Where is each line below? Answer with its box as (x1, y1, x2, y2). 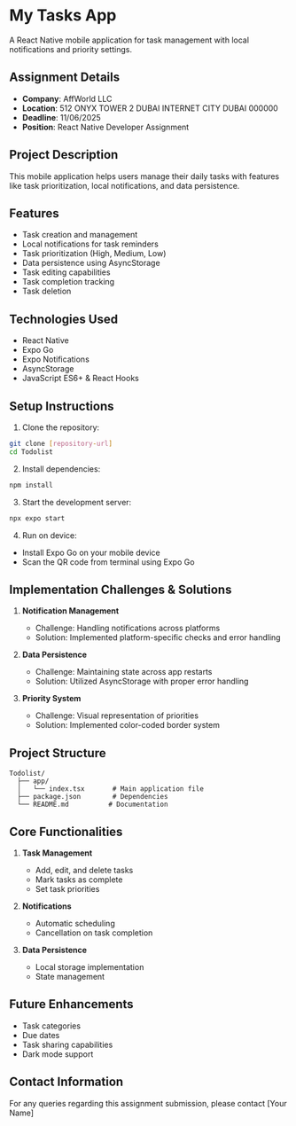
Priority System (21, 693, 82, 704)
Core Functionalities (9, 824, 123, 839)
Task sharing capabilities (21, 1039, 113, 1050)
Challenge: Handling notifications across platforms (35, 622, 221, 634)
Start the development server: (21, 497, 132, 507)
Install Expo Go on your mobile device (21, 547, 161, 558)
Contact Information (9, 1075, 124, 1090)
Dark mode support (21, 1048, 94, 1060)
